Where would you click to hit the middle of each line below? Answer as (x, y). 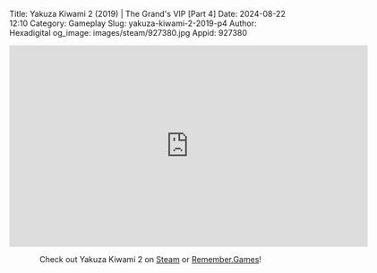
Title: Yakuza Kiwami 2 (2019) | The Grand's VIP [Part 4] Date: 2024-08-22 (148, 14)
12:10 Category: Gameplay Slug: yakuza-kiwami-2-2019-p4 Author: (133, 23)
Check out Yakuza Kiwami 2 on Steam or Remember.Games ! (150, 259)
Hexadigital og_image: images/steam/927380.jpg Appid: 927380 (129, 33)
